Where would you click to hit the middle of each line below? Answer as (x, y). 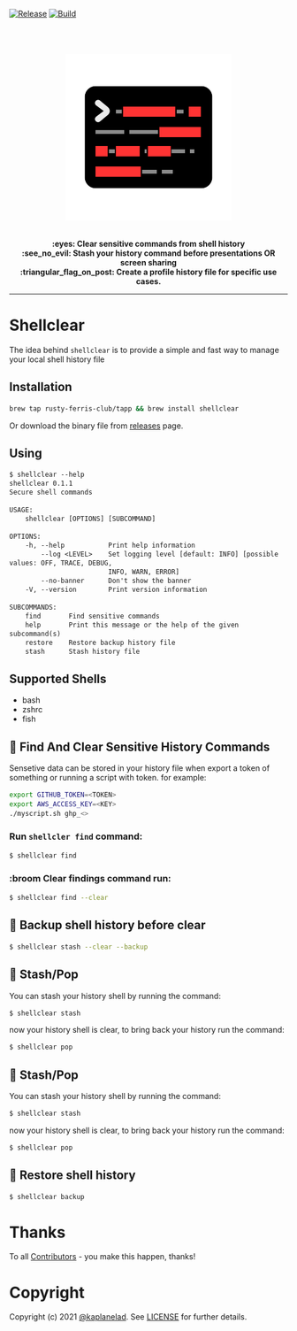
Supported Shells (58, 678)
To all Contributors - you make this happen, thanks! (103, 1257)
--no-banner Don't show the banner (116, 581)
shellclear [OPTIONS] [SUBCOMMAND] (91, 519)
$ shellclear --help (47, 475)
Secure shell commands (51, 492)
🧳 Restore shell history (72, 1176)
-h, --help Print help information (110, 546)
